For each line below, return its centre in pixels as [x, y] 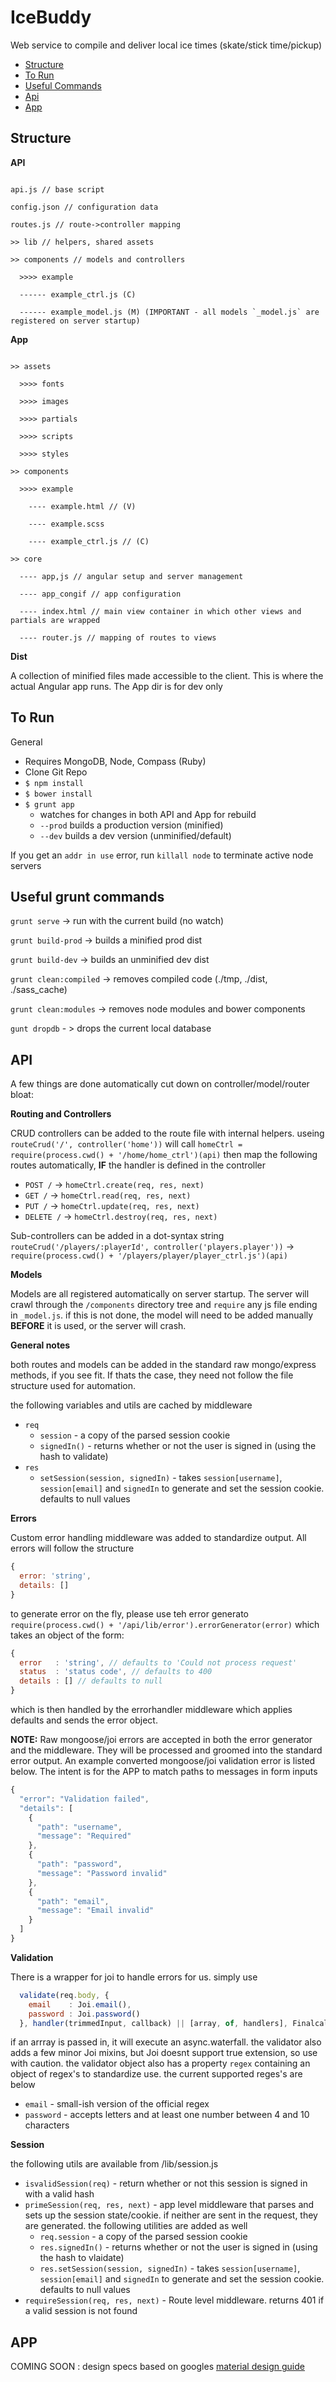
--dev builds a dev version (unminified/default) [135, 835]
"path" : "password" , [79, 1864]
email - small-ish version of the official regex [117, 2104]
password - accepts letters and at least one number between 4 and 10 [167, 2115]
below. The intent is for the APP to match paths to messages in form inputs [164, 1772]
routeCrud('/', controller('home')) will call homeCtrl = [126, 1144]
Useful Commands [63, 85]
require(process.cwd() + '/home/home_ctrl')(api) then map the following [164, 1155]
